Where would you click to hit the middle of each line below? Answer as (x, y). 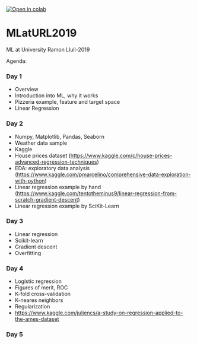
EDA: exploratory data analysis (52, 168)
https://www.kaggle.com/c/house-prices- (121, 155)
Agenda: (17, 61)
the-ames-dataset (37, 319)
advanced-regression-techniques (56, 162)
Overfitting (28, 253)
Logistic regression (38, 281)
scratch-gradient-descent (46, 199)
